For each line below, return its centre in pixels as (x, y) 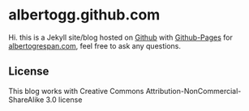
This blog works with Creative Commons (76, 91)
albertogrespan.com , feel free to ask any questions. (94, 45)
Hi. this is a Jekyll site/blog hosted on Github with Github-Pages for (120, 37)
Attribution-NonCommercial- (193, 91)
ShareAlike (26, 100)
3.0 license (64, 100)
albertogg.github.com (84, 15)
